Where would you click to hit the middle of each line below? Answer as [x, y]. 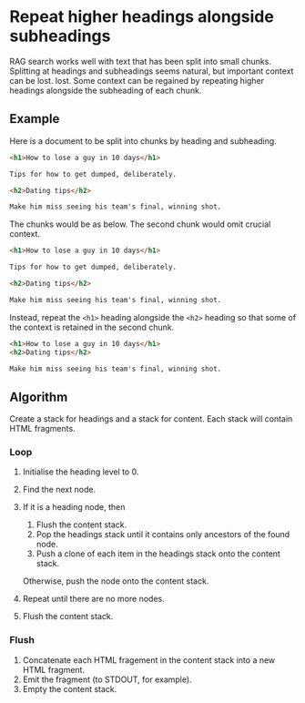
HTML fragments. [42, 429]
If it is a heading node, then [74, 507]
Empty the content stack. [70, 688]
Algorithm [39, 397]
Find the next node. [59, 490]
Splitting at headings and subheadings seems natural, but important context [152, 71]
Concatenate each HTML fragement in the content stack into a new [149, 660]
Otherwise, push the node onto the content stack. [116, 581]
